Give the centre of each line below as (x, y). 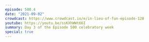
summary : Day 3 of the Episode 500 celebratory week (59, 28)
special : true (19, 32)
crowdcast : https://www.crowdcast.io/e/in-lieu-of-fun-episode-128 (75, 18)
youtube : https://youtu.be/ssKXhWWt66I (45, 23)
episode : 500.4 (20, 9)
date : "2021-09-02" (25, 14)
